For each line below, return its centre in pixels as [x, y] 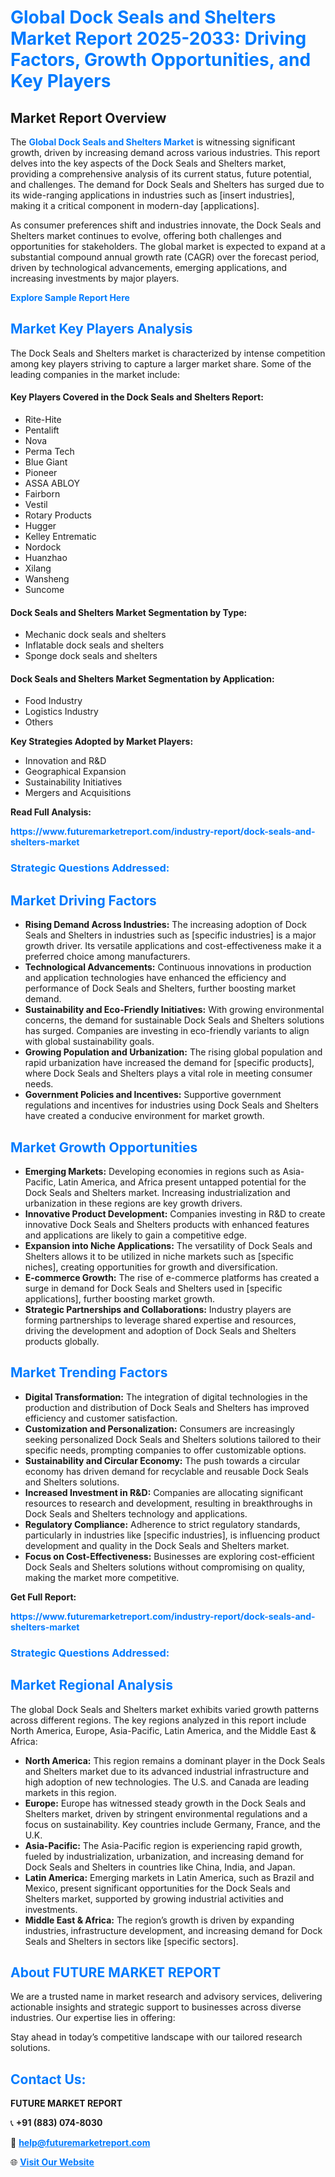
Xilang [38, 568]
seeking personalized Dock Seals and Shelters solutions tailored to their [173, 1439]
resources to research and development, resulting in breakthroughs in [168, 1503]
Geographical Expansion [75, 772]
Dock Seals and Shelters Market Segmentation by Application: [142, 678]
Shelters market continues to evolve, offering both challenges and [146, 235]
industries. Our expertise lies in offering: [93, 2018]
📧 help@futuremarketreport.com [80, 2143]
